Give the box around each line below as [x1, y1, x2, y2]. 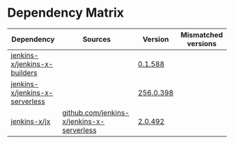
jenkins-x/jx [10, 116, 51, 126]
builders [10, 67, 38, 77]
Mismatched [180, 30, 224, 40]
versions [187, 38, 217, 48]
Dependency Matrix [7, 5, 124, 21]
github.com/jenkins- [62, 108, 130, 118]
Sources [82, 34, 111, 44]
